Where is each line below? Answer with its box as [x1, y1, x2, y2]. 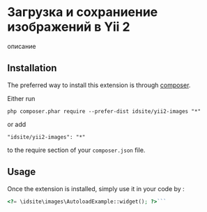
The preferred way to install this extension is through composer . [7, 81, 191, 89]
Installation [7, 62, 57, 74]
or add [7, 120, 26, 128]
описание [7, 42, 36, 50]
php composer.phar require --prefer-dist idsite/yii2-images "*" [7, 107, 201, 115]
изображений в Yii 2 [7, 19, 130, 35]
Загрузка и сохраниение [7, 4, 158, 20]
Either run [7, 94, 36, 103]
